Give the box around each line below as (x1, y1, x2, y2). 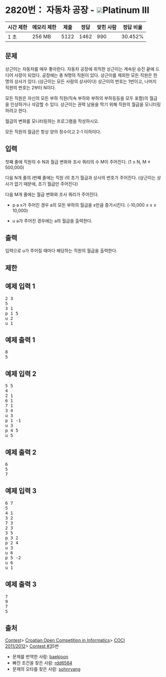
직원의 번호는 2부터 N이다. (5, 84, 56, 90)
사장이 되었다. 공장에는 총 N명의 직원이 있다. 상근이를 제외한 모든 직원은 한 (14, 72, 158, 78)
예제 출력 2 (5, 448, 37, 456)
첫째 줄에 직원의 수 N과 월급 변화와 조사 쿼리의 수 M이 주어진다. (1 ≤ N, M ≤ (5, 158, 151, 164)
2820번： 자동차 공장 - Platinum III (5, 4, 150, 16)
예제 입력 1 (5, 282, 36, 291)
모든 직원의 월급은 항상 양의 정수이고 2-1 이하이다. (5, 129, 102, 135)
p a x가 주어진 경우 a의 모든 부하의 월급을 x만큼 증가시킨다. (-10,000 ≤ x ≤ (12, 202, 157, 208)
